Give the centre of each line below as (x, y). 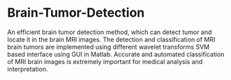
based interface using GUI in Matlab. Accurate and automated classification (116, 54)
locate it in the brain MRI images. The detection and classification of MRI (111, 39)
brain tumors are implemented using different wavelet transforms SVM (109, 47)
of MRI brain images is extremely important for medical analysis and (105, 61)
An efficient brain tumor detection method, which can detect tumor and (110, 32)
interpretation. (28, 69)
